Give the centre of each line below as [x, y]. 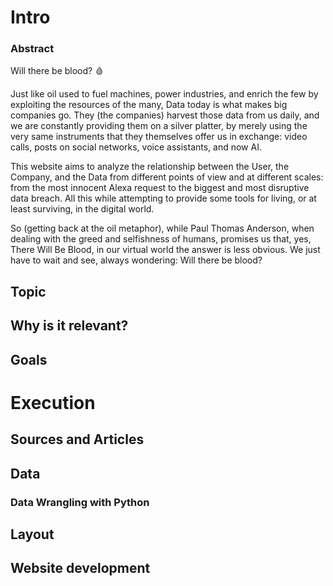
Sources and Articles [77, 439]
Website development [80, 568]
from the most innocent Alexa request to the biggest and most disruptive [160, 188]
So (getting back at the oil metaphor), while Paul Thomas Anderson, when [162, 228]
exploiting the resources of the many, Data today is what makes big [149, 105]
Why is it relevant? [69, 326]
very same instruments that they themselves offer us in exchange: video [159, 137]
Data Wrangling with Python [80, 502]
